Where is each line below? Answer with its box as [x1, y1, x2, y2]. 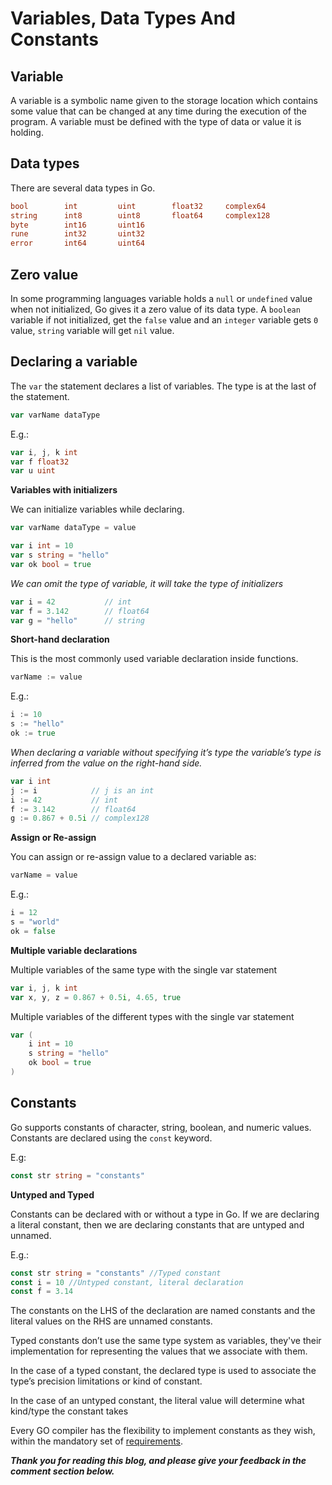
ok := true [10, 728, 56, 739]
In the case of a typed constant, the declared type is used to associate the [10, 1365, 317, 1377]
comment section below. [10, 1465, 115, 1477]
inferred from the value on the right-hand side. [10, 757, 203, 769]
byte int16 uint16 [10, 220, 145, 230]
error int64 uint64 [10, 238, 145, 249]
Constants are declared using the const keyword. [10, 1132, 213, 1144]
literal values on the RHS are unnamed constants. [10, 1315, 213, 1327]
